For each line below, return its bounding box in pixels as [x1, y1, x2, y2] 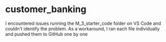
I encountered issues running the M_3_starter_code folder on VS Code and [5, 20, 161, 26]
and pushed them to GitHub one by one [5, 31, 88, 37]
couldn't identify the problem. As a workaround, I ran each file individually [5, 25, 160, 31]
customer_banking [5, 4, 87, 15]
